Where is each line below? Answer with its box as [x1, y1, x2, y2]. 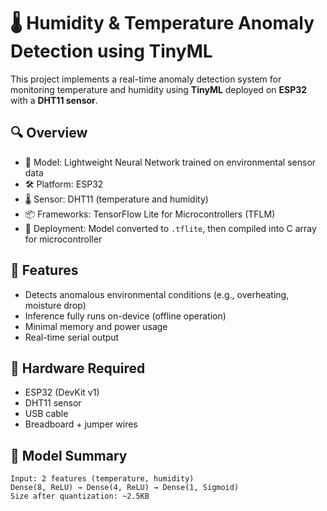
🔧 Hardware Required [10, 360, 146, 377]
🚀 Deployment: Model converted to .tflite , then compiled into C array [24, 222, 317, 234]
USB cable [24, 408, 69, 420]
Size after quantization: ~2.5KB [10, 491, 150, 502]
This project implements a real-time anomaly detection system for [10, 73, 282, 85]
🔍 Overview [10, 125, 88, 142]
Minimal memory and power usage [24, 320, 168, 332]
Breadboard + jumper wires [24, 418, 138, 430]
